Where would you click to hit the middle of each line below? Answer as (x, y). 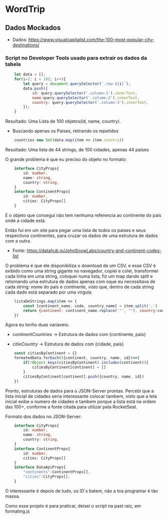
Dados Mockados (33, 28)
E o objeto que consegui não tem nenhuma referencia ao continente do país (83, 215)
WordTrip (25, 9)
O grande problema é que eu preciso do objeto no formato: (66, 159)
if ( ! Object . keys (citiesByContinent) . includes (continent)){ (86, 363)
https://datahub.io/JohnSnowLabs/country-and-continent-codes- (94, 250)
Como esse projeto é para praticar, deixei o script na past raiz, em (73, 505)
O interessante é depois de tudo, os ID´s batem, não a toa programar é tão (82, 490)
